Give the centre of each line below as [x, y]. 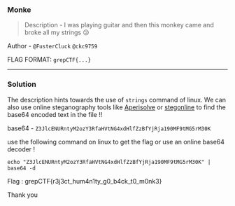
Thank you [23, 195]
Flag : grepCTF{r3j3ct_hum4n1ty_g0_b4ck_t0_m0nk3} [85, 181]
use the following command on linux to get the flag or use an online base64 [116, 142]
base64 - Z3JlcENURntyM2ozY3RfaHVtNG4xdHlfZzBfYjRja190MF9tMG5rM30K [109, 128]
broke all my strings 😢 [57, 32]
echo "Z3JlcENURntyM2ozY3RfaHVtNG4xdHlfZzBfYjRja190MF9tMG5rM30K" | [109, 162]
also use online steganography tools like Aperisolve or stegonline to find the [116, 107]
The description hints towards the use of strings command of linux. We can [116, 99]
